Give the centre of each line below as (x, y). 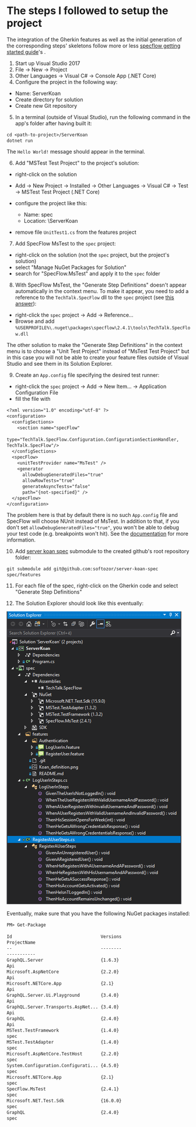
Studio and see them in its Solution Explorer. (60, 363)
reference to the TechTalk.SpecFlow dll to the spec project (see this (94, 297)
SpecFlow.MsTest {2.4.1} (63, 1089)
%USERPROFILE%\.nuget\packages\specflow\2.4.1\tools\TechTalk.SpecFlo (103, 328)
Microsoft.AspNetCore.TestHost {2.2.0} (63, 1054)
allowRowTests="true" (48, 481)
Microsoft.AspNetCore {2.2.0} (63, 972)
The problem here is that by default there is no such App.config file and (92, 515)
